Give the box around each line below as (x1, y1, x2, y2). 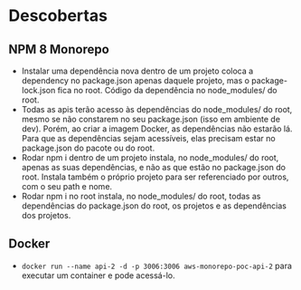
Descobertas (8, 5, 108, 26)
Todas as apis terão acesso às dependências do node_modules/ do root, (21, 104, 293, 114)
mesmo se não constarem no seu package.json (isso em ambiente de (21, 114, 281, 124)
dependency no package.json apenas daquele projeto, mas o (21, 75, 250, 86)
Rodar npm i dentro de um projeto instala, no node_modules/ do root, (21, 152, 279, 163)
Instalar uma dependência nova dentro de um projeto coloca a (21, 65, 254, 76)
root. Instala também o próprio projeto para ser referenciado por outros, (21, 171, 289, 182)
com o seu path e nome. (21, 181, 113, 191)
